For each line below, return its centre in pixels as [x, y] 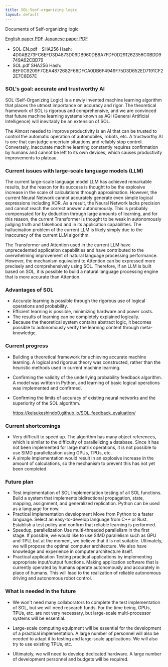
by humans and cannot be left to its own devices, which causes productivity [84, 152]
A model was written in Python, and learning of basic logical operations [86, 383]
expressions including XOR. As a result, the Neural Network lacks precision [83, 203]
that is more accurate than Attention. [43, 277]
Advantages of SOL [29, 290]
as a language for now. [36, 509]
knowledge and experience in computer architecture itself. [73, 551]
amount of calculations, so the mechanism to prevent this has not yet [84, 463]
